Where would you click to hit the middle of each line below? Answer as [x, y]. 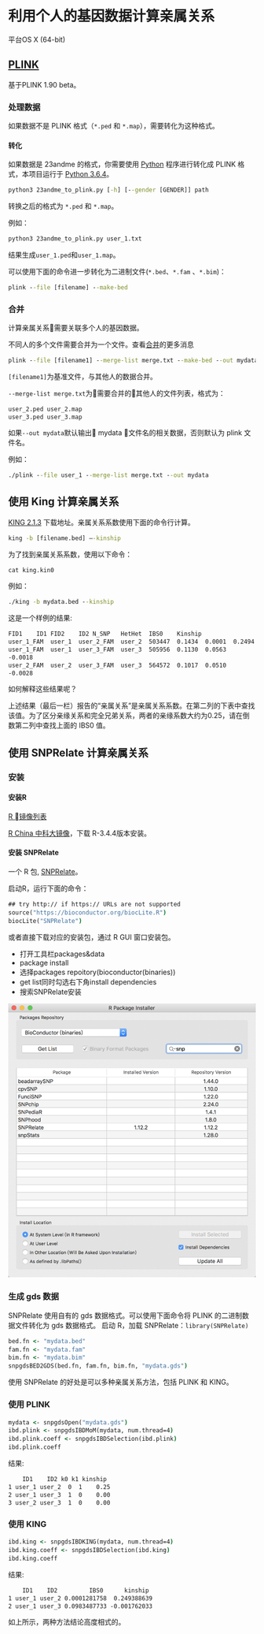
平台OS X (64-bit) [37, 39]
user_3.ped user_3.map [45, 417]
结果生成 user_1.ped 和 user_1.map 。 [64, 255]
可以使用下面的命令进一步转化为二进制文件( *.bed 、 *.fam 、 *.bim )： [117, 272]
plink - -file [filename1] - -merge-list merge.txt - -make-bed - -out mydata [133, 361]
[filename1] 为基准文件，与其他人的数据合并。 [82, 377]
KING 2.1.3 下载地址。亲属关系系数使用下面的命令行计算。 [101, 522]
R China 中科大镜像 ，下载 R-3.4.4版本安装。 [80, 833]
